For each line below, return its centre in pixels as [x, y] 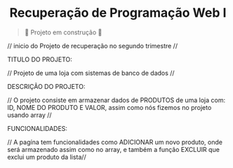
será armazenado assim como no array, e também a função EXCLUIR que [113, 149]
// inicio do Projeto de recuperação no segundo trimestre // [92, 45]
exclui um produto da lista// [47, 157]
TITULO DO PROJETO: [40, 59]
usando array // [29, 115]
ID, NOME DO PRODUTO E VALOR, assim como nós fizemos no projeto [109, 107]
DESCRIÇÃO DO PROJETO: [46, 86]
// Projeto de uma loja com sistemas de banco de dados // [91, 73]
